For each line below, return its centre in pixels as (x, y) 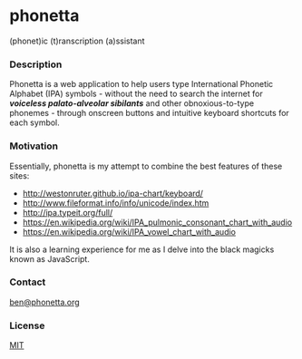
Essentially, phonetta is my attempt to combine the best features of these (146, 166)
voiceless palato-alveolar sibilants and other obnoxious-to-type (132, 103)
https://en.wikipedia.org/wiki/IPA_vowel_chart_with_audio (129, 231)
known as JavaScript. (50, 258)
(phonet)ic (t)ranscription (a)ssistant (77, 41)
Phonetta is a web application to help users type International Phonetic (141, 84)
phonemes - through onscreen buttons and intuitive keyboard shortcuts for (150, 113)
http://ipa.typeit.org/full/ (68, 212)
